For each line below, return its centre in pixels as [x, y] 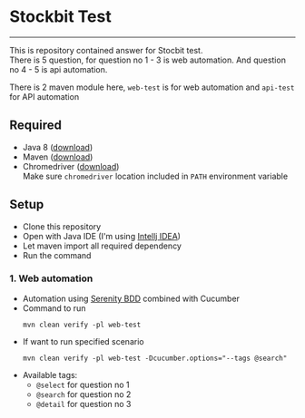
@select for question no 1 [83, 384]
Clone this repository [62, 226]
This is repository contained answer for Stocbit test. [106, 50]
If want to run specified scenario [83, 341]
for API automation [44, 96]
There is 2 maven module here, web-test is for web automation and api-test [152, 87]
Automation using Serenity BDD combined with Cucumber [131, 298]
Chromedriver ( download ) [71, 166]
